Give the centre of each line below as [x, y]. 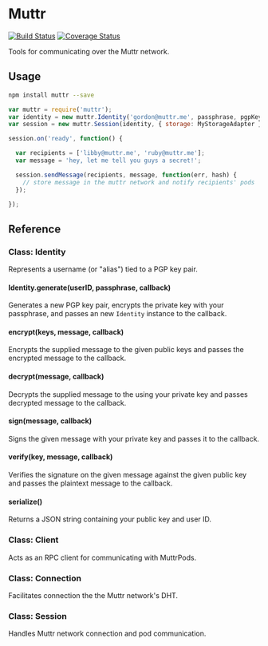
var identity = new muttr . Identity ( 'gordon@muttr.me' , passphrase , [123, 117]
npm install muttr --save [51, 95]
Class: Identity [37, 252]
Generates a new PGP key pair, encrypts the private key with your [116, 305]
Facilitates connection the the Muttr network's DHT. [93, 595]
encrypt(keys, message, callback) [66, 331]
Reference [35, 229]
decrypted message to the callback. [67, 402]
